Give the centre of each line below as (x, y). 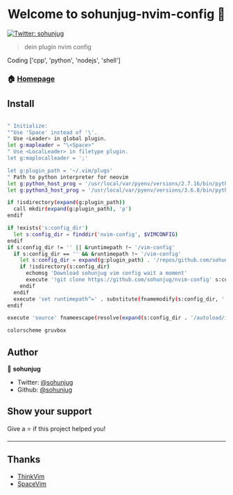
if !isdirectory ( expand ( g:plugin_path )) (67, 203)
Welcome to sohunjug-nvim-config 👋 (116, 14)
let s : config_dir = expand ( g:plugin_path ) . (85, 260)
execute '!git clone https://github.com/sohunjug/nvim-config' (119, 280)
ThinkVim (31, 476)
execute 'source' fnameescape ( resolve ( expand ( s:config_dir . (97, 318)
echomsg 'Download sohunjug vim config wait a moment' (106, 274)
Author (23, 352)
